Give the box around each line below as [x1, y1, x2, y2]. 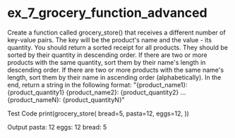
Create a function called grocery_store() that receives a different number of [7, 28, 226, 37]
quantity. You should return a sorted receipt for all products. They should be [7, 43, 228, 51]
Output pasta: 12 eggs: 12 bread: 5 [7, 123, 107, 131]
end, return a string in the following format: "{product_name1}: [7, 80, 188, 89]
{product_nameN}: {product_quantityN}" [7, 95, 125, 103]
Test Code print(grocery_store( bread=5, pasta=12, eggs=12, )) [7, 109, 189, 118]
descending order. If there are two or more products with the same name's [7, 65, 224, 74]
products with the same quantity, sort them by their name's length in [7, 58, 206, 66]
